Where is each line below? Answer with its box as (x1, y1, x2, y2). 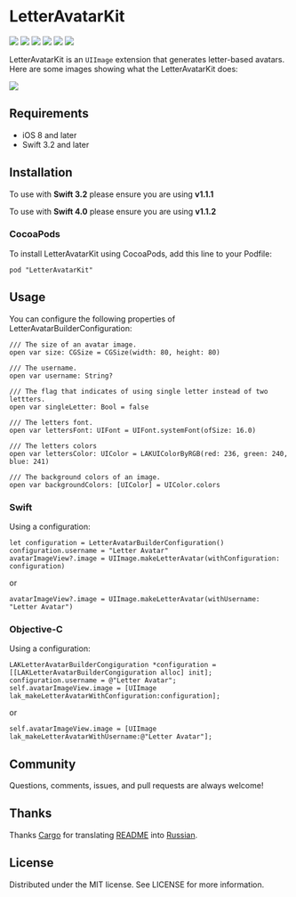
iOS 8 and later (21, 129, 77, 140)
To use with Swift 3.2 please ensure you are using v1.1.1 (9, 189, 214, 200)
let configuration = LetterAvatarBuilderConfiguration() (9, 538, 225, 547)
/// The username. (9, 363, 77, 372)
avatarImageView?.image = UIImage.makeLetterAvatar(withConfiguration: (9, 554, 280, 563)
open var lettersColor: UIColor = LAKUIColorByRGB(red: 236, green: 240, (9, 449, 289, 458)
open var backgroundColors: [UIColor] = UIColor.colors (9, 480, 220, 489)
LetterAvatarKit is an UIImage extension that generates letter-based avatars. (9, 53, 285, 64)
